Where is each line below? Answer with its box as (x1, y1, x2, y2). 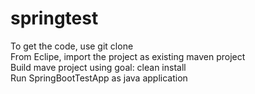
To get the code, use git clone (10, 40, 134, 52)
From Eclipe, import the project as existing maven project (10, 50, 246, 62)
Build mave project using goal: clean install (10, 61, 187, 73)
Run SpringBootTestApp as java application (10, 72, 188, 84)
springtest (10, 7, 99, 30)
